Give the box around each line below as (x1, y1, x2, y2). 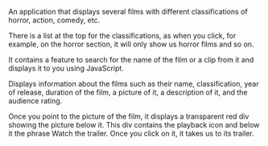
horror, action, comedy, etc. (8, 15, 101, 25)
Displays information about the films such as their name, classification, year (8, 79, 259, 88)
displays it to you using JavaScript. (8, 63, 125, 73)
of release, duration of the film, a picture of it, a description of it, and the (8, 87, 248, 97)
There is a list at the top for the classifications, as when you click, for (8, 31, 237, 40)
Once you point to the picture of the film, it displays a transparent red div (8, 112, 249, 121)
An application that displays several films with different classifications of (8, 7, 248, 16)
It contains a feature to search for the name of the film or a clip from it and (8, 55, 254, 64)
